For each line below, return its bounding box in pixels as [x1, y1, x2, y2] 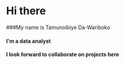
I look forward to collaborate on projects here [6, 51, 120, 58]
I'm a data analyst [6, 37, 52, 44]
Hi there [6, 4, 46, 18]
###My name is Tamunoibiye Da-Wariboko [6, 24, 111, 31]
